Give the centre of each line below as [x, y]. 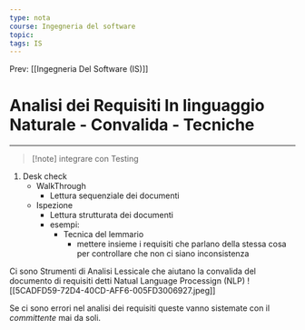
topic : [22, 35]
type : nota [30, 18]
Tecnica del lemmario [103, 235]
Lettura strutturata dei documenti [112, 215]
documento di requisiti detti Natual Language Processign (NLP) [128, 281]
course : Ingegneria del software [73, 26]
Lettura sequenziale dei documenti [114, 195]
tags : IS [26, 43]
